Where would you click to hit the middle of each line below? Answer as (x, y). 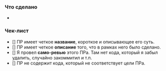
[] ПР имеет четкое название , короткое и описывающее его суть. (83, 41)
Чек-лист (17, 31)
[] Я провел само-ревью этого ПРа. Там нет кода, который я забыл (85, 52)
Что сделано (21, 7)
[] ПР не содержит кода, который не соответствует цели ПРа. (79, 63)
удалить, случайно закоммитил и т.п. (52, 57)
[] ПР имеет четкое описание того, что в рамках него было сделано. (86, 47)
